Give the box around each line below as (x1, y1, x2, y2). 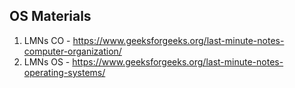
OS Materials (9, 8, 92, 25)
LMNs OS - (23, 55, 71, 68)
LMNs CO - (23, 34, 71, 46)
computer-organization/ (23, 45, 122, 57)
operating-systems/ (23, 66, 106, 78)
